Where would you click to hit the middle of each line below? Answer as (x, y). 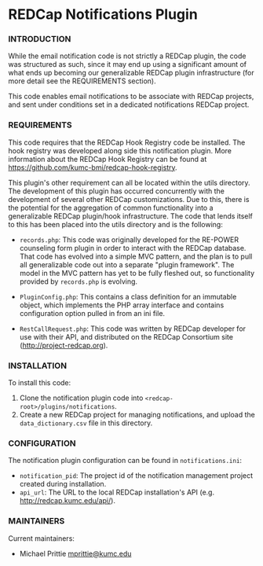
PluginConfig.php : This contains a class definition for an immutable (128, 296)
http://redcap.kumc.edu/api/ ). (68, 501)
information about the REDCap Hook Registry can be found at (108, 159)
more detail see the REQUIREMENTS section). (82, 81)
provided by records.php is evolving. (79, 281)
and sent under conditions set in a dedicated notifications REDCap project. (129, 105)
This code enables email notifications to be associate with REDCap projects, (131, 97)
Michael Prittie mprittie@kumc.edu (75, 553)
